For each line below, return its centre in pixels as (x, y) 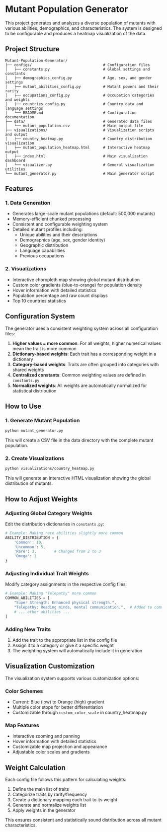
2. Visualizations (26, 269)
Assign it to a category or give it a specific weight (63, 645)
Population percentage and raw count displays (60, 295)
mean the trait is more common (44, 348)
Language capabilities (42, 251)
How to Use (23, 406)
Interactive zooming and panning (46, 736)
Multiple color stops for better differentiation (58, 707)
